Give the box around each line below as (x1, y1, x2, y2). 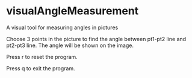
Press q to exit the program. (6, 64, 75, 72)
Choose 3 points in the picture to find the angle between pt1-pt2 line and (6, 35, 187, 42)
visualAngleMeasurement (6, 4, 139, 18)
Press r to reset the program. (6, 53, 78, 60)
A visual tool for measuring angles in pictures (6, 24, 119, 31)
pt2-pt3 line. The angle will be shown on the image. (6, 42, 134, 49)
